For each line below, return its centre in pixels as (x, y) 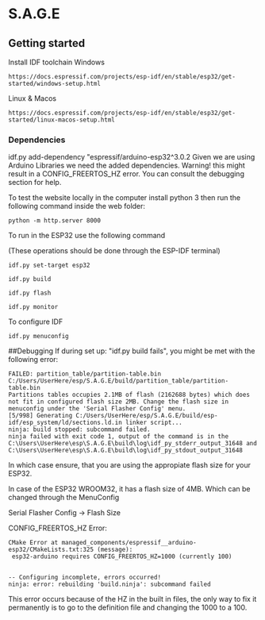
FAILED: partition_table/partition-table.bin (84, 374)
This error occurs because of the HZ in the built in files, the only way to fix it (132, 599)
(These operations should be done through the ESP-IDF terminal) (114, 251)
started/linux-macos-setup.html (61, 120)
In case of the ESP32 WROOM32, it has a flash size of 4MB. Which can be (129, 489)
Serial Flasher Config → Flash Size (65, 513)
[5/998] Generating (40, 416)
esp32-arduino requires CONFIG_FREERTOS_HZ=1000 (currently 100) (122, 556)
